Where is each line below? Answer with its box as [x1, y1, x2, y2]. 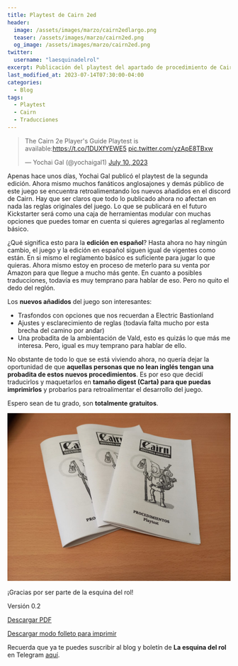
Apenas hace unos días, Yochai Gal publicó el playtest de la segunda [7, 171, 208, 180]
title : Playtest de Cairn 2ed [7, 11, 97, 18]
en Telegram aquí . [7, 650, 60, 659]
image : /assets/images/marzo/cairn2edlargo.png [13, 26, 157, 33]
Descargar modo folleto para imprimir [7, 629, 117, 638]
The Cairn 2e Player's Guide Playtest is [24, 136, 139, 145]
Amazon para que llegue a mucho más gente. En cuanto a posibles [7, 268, 203, 277]
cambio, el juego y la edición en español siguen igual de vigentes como [7, 246, 216, 254]
